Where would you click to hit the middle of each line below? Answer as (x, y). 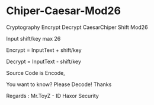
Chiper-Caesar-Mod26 (64, 11)
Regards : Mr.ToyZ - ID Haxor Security (52, 96)
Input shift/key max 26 (33, 38)
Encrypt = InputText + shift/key (44, 50)
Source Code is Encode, (36, 73)
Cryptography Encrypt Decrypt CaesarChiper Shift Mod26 (77, 27)
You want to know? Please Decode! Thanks (59, 84)
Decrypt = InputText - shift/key (44, 61)
